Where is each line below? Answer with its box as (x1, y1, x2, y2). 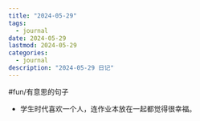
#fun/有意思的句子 (8, 87, 69, 96)
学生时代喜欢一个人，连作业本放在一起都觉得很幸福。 (19, 103, 197, 113)
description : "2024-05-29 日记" (8, 64, 114, 72)
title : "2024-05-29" (8, 11, 78, 20)
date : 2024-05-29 (8, 34, 67, 42)
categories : (8, 49, 48, 57)
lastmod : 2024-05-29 (8, 42, 78, 50)
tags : (8, 19, 27, 27)
